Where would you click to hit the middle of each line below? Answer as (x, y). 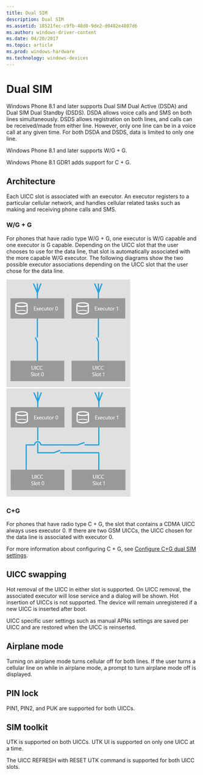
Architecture (31, 181)
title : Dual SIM (27, 13)
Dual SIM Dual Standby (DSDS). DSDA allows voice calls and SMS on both (99, 113)
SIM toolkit (27, 727)
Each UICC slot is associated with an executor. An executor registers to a (98, 196)
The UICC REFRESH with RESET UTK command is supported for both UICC (101, 760)
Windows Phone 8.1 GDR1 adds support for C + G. (69, 162)
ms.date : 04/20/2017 (33, 39)
